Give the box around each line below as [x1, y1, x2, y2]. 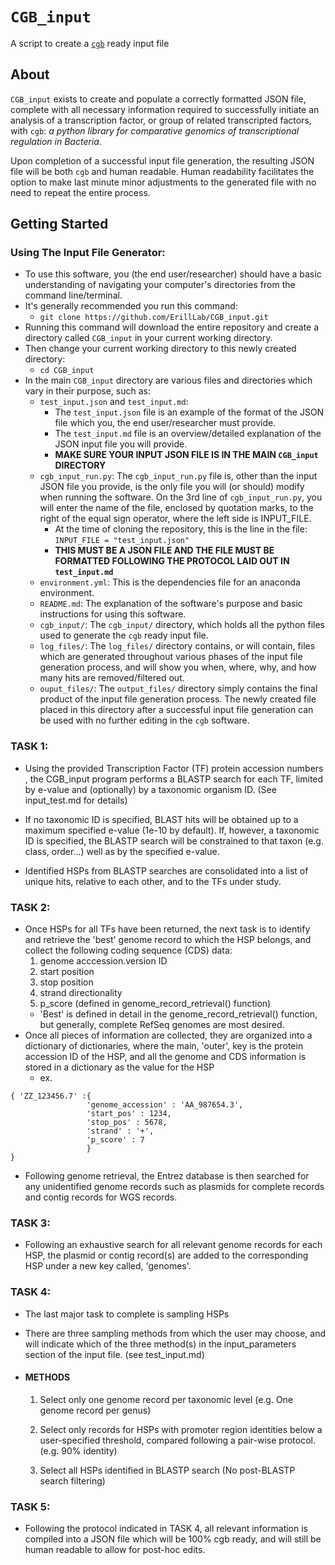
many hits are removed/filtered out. [39, 672, 185, 684]
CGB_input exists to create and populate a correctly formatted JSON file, [10, 93, 307, 105]
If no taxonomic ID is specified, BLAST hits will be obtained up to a [24, 813, 299, 825]
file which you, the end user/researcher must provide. [54, 417, 277, 429]
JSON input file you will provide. [54, 438, 188, 450]
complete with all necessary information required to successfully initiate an [10, 103, 320, 115]
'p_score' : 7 [86, 1135, 145, 1145]
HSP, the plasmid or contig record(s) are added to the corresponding [24, 1249, 309, 1262]
